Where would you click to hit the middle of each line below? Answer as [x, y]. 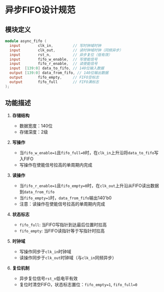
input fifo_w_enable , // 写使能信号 [53, 59]
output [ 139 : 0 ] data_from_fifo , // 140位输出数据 [59, 73]
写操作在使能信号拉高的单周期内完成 [56, 165]
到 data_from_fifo [37, 192]
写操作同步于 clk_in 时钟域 [45, 251]
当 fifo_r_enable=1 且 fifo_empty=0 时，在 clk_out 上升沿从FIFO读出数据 [89, 186]
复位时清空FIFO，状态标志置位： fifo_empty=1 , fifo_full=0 [78, 285]
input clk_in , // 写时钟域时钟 [55, 45]
